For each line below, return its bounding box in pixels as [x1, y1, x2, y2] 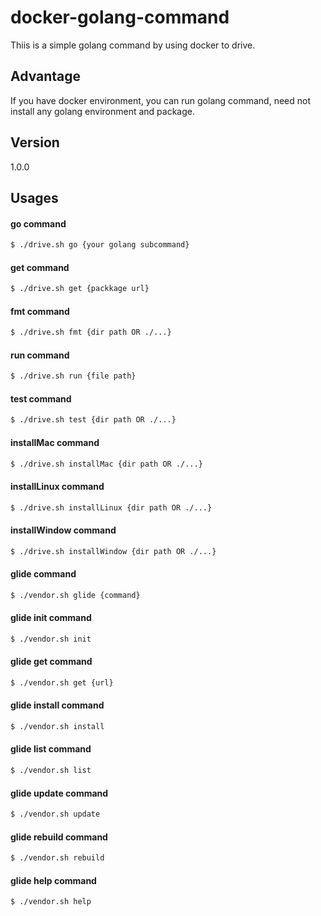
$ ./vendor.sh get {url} [10, 677, 114, 688]
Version [10, 134, 60, 151]
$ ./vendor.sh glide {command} [10, 590, 141, 600]
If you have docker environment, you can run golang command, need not [10, 94, 311, 106]
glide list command [10, 743, 92, 755]
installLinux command [10, 481, 105, 493]
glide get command [10, 656, 93, 668]
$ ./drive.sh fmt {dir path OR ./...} [10, 327, 172, 338]
